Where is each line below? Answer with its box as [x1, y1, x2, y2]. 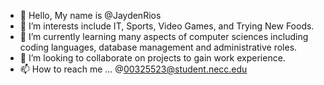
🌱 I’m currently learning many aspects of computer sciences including [19, 31, 309, 42]
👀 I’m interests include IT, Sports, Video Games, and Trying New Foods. [19, 20, 315, 32]
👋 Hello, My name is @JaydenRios [19, 10, 162, 21]
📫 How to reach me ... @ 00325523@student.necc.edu [19, 63, 248, 75]
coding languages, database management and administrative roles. [19, 41, 298, 53]
